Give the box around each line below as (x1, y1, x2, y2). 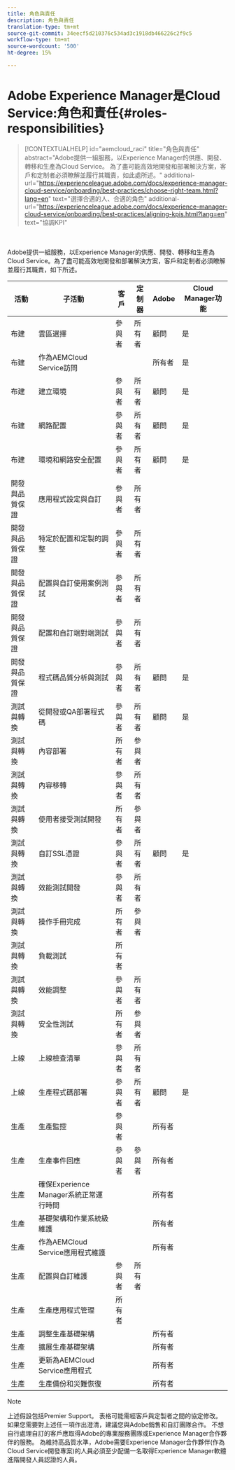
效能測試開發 (38, 883, 81, 892)
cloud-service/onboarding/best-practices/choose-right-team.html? (24, 186, 219, 195)
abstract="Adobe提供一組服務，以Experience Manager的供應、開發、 (24, 153, 226, 162)
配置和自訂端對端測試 (38, 628, 109, 638)
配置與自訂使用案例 (38, 578, 102, 588)
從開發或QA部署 (38, 706, 91, 716)
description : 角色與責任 (7, 17, 75, 24)
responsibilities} (7, 120, 105, 136)
